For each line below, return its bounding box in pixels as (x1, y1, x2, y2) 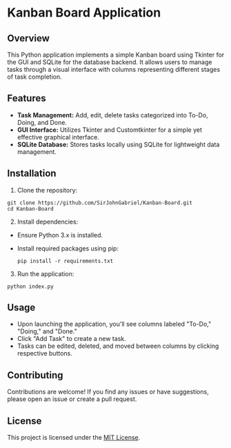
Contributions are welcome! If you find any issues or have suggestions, (7, 388, 209, 396)
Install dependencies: (17, 217, 79, 226)
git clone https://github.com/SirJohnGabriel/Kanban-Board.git (7, 199, 193, 206)
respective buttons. (17, 349, 72, 358)
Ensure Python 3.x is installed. (17, 231, 103, 239)
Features (7, 92, 46, 104)
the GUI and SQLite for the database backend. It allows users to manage (7, 58, 212, 66)
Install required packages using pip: (17, 244, 119, 253)
